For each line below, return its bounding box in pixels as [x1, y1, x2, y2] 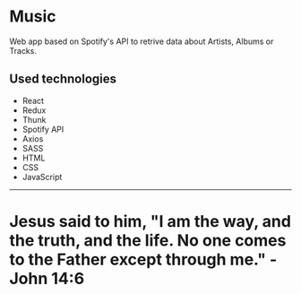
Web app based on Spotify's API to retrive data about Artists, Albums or [9, 36, 274, 47]
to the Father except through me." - [9, 249, 278, 270]
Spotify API [21, 124, 64, 134]
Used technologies [9, 72, 117, 87]
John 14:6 [9, 268, 85, 289]
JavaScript [21, 171, 63, 182]
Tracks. [9, 45, 38, 56]
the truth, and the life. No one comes [9, 230, 287, 250]
